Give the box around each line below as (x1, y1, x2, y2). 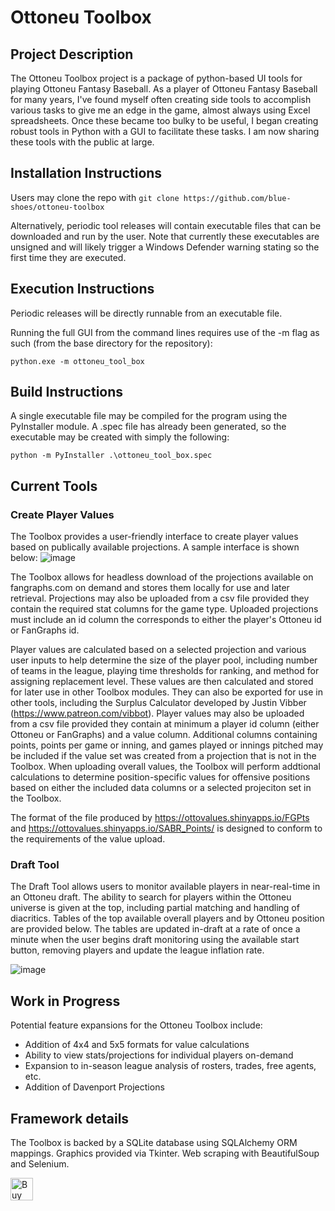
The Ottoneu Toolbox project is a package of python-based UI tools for (10, 72, 303, 84)
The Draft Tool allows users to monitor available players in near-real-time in (10, 881, 321, 893)
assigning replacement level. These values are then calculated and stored (10, 676, 314, 688)
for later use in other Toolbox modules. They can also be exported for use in (10, 686, 323, 698)
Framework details (10, 1110, 130, 1127)
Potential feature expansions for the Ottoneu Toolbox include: (10, 1019, 263, 1031)
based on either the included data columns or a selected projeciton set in (10, 782, 312, 794)
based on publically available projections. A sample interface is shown (10, 541, 300, 553)
